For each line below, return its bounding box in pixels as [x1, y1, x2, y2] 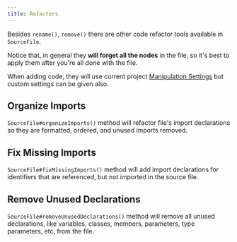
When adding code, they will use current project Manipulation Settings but [7, 72, 224, 80]
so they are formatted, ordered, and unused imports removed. [7, 126, 188, 135]
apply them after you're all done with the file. [7, 58, 138, 67]
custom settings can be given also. [7, 79, 109, 88]
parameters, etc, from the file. [7, 227, 94, 236]
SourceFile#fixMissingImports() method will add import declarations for [7, 165, 219, 174]
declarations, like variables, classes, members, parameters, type [7, 219, 195, 228]
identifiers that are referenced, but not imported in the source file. [7, 173, 199, 181]
